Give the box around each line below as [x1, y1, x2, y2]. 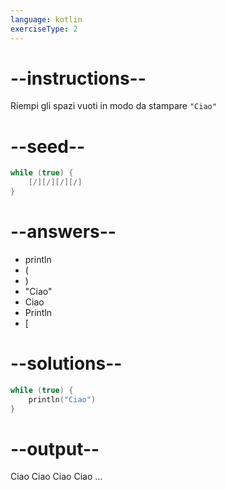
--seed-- [10, 135, 86, 158]
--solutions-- [10, 352, 123, 375]
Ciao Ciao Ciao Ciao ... [10, 471, 103, 483]
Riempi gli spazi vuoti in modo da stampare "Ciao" [10, 100, 217, 112]
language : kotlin [10, 14, 83, 25]
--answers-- [10, 221, 117, 243]
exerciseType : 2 [10, 24, 78, 34]
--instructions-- [10, 67, 147, 90]
